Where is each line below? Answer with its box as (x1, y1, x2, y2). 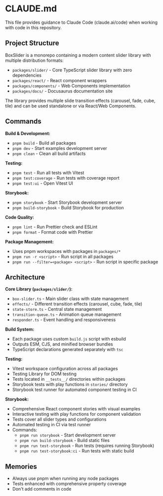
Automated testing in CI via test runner (12, 422, 91, 428)
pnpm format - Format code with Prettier (12, 229, 93, 235)
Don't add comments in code (12, 486, 72, 492)
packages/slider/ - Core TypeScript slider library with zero (12, 67, 132, 73)
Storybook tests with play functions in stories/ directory (12, 382, 128, 388)
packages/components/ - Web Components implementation (12, 83, 131, 89)
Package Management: (5, 239, 54, 245)
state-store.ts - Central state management (12, 306, 102, 312)
